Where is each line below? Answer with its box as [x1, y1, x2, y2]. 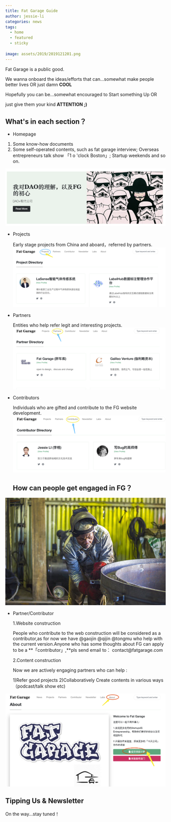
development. [12, 409, 42, 416]
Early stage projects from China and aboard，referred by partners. [12, 242, 153, 248]
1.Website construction [12, 620, 61, 626]
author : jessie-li [5, 13, 44, 19]
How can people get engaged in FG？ [12, 484, 133, 492]
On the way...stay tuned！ [5, 811, 60, 817]
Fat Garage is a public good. [5, 66, 65, 72]
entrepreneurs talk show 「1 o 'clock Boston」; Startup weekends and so [12, 152, 166, 158]
